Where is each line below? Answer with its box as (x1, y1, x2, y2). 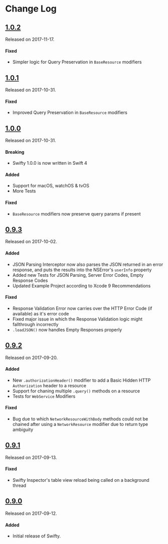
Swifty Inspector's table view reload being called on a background (12, 477, 149, 483)
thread (12, 483, 27, 489)
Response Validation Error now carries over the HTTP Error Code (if (12, 305, 152, 311)
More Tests (12, 188, 36, 194)
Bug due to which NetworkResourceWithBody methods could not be (12, 416, 148, 422)
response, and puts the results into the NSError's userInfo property (12, 267, 152, 273)
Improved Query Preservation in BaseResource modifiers (12, 110, 128, 116)
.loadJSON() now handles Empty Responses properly (12, 327, 122, 333)
